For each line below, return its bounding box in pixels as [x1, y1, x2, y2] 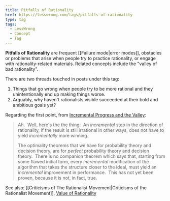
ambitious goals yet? [12, 102, 56, 108]
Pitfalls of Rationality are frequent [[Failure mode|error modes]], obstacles [5, 49, 162, 56]
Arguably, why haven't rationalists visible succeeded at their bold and [12, 96, 158, 102]
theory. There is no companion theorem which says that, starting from [17, 153, 165, 159]
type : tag [5, 17, 26, 22]
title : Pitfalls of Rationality [5, 7, 74, 13]
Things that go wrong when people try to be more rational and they [12, 85, 153, 92]
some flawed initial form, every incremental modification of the [17, 158, 149, 164]
